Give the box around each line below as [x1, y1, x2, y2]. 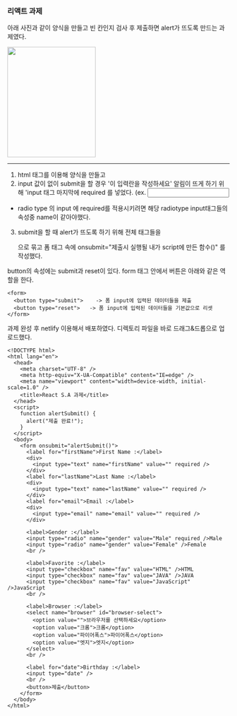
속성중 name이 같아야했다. [17, 213, 91, 222]
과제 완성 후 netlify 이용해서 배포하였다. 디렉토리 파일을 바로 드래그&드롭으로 [7, 324, 217, 333]
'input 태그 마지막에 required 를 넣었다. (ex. [25, 189, 147, 197]
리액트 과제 [7, 6, 43, 16]
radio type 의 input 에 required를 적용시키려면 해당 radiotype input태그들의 [17, 204, 228, 213]
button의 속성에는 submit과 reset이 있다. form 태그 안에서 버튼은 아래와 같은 [7, 267, 219, 275]
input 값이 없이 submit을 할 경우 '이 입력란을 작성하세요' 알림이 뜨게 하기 [17, 179, 217, 188]
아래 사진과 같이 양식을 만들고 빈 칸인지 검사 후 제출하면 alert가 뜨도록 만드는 [7, 23, 218, 32]
